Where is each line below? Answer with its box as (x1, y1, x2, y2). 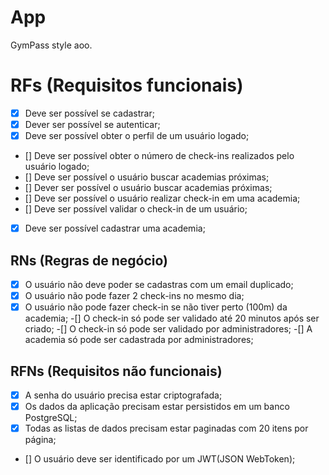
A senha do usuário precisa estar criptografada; (24, 389, 223, 401)
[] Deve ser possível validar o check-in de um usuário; (24, 203, 248, 215)
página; (24, 434, 57, 446)
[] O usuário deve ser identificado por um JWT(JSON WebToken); (24, 453, 296, 465)
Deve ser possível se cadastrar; (24, 107, 155, 119)
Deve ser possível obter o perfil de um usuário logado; (24, 130, 250, 141)
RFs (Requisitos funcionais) (10, 74, 244, 97)
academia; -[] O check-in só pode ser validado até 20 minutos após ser (24, 312, 320, 325)
